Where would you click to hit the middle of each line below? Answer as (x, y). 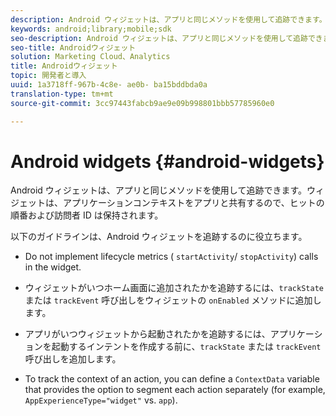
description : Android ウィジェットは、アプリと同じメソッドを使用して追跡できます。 (168, 19)
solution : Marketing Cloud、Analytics (90, 57)
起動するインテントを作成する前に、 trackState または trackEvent (186, 347)
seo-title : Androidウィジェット (73, 47)
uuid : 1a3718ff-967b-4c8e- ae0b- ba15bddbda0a (109, 85)
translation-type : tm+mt (62, 94)
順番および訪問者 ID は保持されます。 (87, 215)
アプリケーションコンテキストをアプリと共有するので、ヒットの (193, 203)
